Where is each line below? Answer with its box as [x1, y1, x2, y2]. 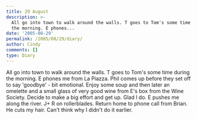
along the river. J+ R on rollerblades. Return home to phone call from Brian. [6, 100, 188, 107]
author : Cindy [6, 42, 41, 48]
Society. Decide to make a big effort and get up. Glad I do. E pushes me [6, 94, 179, 101]
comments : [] [6, 47, 38, 53]
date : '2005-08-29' [6, 31, 54, 37]
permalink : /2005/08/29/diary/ [6, 36, 83, 42]
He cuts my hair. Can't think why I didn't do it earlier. [6, 106, 133, 113]
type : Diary [6, 52, 35, 58]
